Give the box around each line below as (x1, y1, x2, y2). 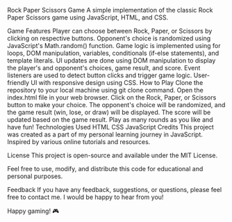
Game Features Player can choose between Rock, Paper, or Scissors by (7, 27, 213, 35)
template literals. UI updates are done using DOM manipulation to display (7, 56, 216, 65)
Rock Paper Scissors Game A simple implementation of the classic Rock (7, 6, 213, 14)
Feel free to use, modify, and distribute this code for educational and (7, 165, 204, 173)
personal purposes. (7, 172, 63, 180)
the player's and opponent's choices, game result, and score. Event (7, 64, 201, 72)
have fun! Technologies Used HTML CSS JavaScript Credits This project (7, 123, 214, 131)
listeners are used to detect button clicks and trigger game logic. (7, 71, 192, 79)
